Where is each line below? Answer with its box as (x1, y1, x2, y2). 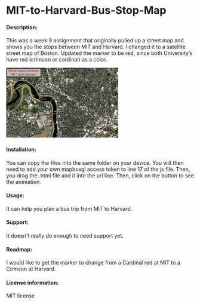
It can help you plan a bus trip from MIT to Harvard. (6, 205, 133, 212)
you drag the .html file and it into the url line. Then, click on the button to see (6, 171, 194, 179)
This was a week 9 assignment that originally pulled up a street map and (6, 37, 184, 44)
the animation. (6, 178, 42, 185)
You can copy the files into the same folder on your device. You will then (6, 159, 184, 166)
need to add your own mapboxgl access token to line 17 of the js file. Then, (6, 165, 190, 173)
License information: (6, 279, 59, 286)
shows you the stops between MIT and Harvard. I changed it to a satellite (6, 43, 186, 51)
